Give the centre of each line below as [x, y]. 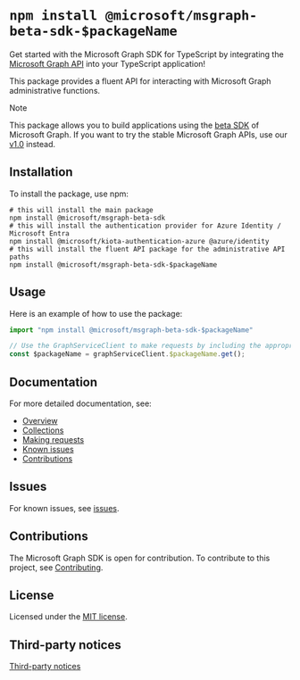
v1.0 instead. [33, 144]
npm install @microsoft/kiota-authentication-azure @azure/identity [139, 241]
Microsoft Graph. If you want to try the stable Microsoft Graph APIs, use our [148, 134]
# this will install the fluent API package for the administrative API [147, 249]
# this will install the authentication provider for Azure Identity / [145, 226]
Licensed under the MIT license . [68, 617]
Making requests [53, 440]
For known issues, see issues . [64, 508]
